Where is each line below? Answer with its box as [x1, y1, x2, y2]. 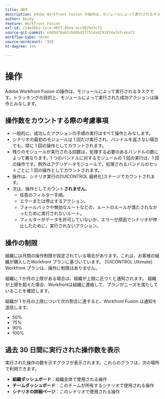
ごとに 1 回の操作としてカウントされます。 [16, 167, 102, 173]
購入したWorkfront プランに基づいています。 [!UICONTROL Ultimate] [13, 259, 153, 265]
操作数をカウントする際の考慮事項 [5, 116, 109, 125]
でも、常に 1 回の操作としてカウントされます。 [12, 143, 107, 148]
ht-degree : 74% [5, 44, 36, 49]
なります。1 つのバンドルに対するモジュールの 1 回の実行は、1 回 [29, 155, 160, 161]
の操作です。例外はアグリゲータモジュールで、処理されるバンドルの [12, 161, 149, 167]
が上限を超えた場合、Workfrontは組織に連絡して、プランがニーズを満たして [5, 282, 158, 288]
